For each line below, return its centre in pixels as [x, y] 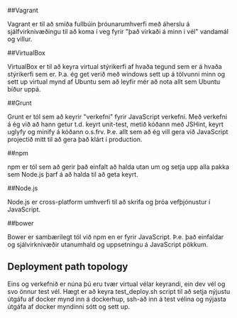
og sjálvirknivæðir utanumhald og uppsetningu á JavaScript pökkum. [108, 245]
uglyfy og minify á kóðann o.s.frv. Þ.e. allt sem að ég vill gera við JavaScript [118, 132]
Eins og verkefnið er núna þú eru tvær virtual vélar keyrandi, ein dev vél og [116, 284]
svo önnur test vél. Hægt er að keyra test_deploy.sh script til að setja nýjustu [119, 291]
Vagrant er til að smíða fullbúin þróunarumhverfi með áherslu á [99, 24]
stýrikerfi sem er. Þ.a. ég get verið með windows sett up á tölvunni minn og [116, 74]
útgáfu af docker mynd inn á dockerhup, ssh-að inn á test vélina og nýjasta [117, 299]
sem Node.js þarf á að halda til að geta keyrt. [73, 174]
